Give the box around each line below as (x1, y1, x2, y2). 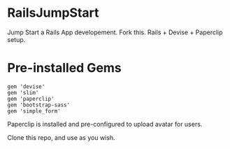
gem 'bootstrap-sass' (7, 101, 71, 108)
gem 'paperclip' (7, 95, 55, 102)
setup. (7, 35, 26, 43)
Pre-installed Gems (7, 60, 122, 76)
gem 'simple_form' (7, 107, 61, 115)
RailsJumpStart (7, 5, 99, 21)
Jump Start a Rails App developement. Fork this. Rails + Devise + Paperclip (7, 28, 223, 36)
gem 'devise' (7, 83, 45, 90)
